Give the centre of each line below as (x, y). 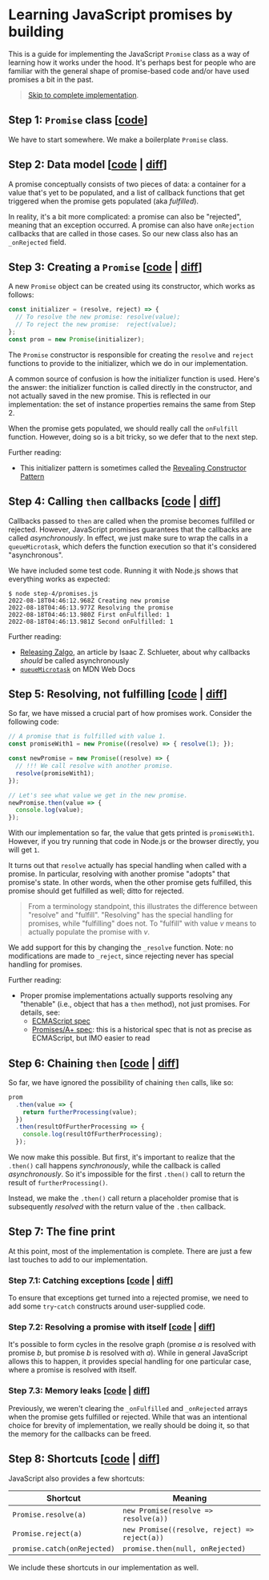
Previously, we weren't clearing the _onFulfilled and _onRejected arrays (128, 1408)
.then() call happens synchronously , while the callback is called (114, 1166)
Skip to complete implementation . (83, 94)
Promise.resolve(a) (49, 1514)
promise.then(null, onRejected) (185, 1548)
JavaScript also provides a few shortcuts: (77, 1478)
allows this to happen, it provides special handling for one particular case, (130, 1361)
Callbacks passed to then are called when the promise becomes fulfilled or (131, 521)
